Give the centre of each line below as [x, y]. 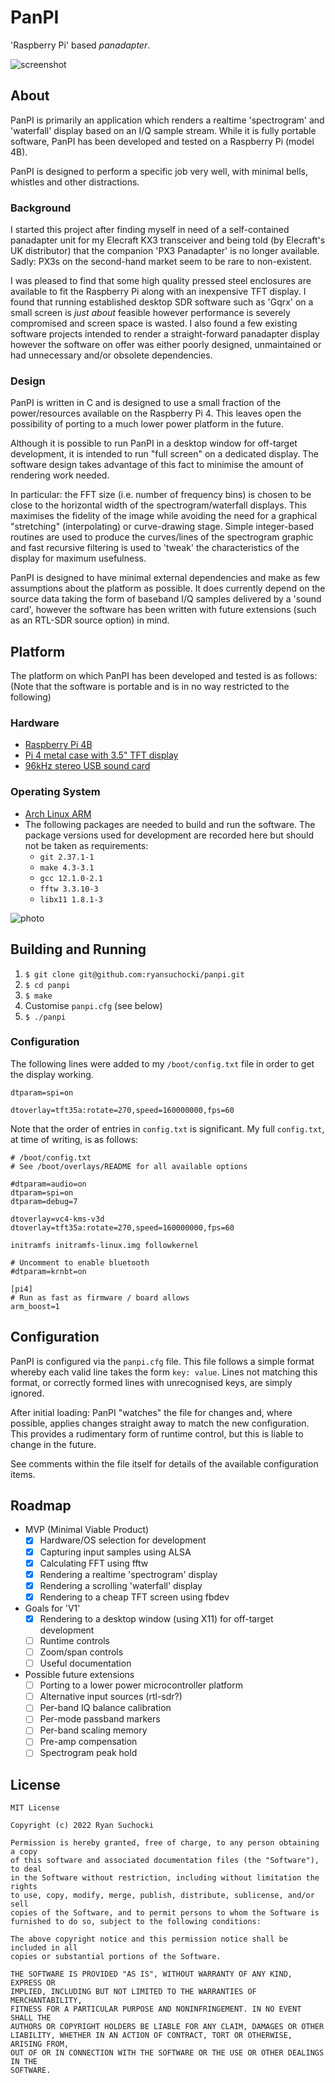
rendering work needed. [60, 475]
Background [41, 208]
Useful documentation [85, 1663]
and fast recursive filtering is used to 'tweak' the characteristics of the [155, 548]
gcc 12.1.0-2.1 [71, 878]
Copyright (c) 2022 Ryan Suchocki [82, 1826]
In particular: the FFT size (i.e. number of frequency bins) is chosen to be [161, 495]
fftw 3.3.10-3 [69, 889]
